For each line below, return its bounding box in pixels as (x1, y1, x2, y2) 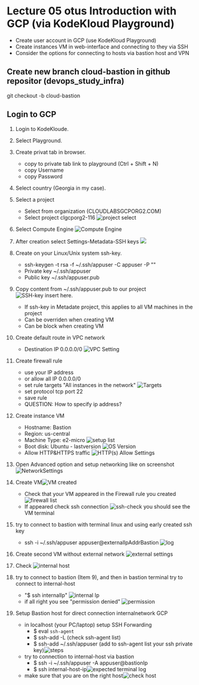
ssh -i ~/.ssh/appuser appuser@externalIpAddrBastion (24, 538, 159, 546)
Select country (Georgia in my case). (15, 184, 106, 191)
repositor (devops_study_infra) (7, 76, 125, 86)
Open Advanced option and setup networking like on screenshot (15, 461, 175, 468)
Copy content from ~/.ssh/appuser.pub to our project (15, 285, 146, 293)
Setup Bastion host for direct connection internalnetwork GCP (15, 609, 168, 617)
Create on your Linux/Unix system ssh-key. (15, 249, 122, 257)
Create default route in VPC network (15, 334, 105, 341)
